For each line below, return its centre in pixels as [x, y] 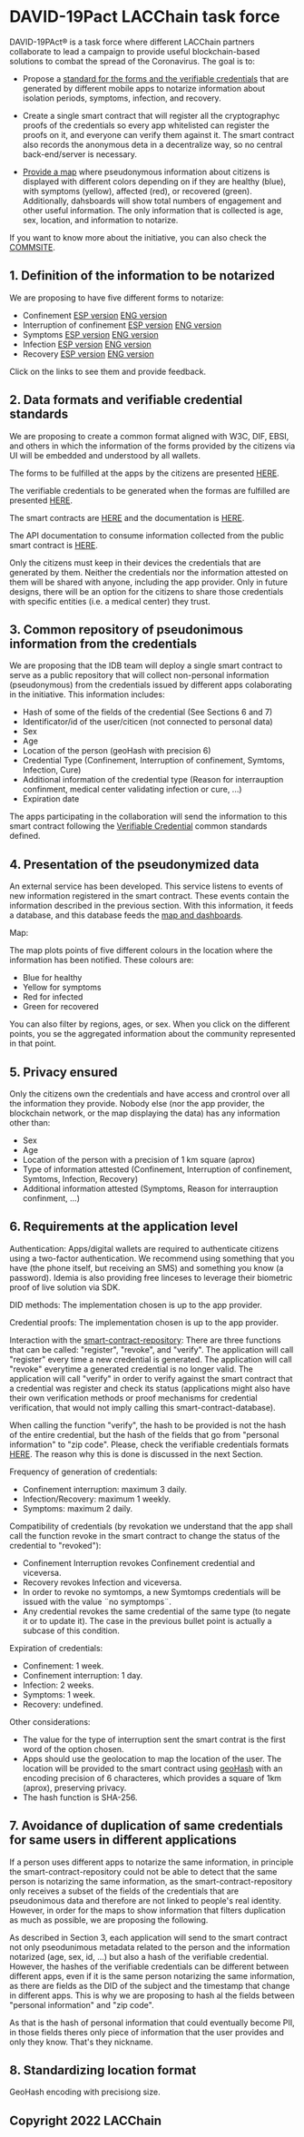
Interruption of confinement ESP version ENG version [122, 325]
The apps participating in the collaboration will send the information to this [148, 817]
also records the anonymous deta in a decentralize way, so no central [152, 144]
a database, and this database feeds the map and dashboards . [126, 915]
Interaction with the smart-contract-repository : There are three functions [145, 1340]
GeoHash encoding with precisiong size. [85, 2092]
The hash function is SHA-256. [80, 1797]
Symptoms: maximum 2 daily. [78, 1508]
